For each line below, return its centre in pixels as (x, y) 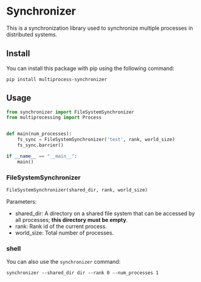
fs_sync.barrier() (40, 145)
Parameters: (22, 201)
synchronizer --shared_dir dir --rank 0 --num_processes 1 (83, 273)
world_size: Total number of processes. (64, 233)
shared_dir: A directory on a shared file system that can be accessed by (105, 213)
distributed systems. (32, 34)
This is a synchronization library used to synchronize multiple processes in (100, 28)
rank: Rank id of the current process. (61, 226)
